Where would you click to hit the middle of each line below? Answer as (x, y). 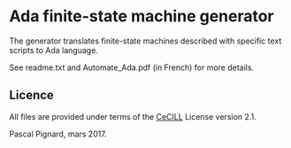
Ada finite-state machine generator (142, 16)
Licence (32, 95)
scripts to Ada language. (54, 50)
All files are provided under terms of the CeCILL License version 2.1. (133, 116)
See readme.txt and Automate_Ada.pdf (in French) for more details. (132, 67)
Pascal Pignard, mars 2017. (58, 134)
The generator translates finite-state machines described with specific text (145, 41)
